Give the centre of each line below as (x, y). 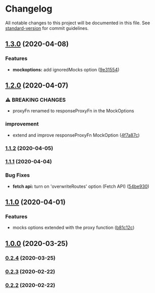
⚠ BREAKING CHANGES (36, 100)
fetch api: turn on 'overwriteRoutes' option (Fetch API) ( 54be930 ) (81, 186)
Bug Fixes (18, 175)
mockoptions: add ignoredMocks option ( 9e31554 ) (66, 69)
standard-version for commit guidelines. (47, 28)
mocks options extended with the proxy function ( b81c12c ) (73, 228)
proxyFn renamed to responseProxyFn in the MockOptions (73, 111)
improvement (22, 124)
